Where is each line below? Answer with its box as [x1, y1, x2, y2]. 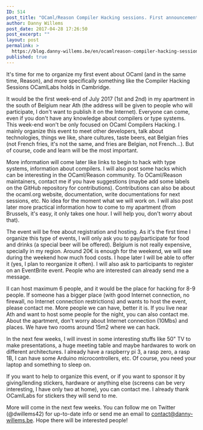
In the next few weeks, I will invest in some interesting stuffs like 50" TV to [6, 335, 192, 342]
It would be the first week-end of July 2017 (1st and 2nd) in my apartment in [6, 95, 195, 102]
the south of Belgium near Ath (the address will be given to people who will [6, 101, 193, 109]
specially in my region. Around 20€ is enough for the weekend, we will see [6, 247, 192, 254]
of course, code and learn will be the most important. [6, 147, 139, 154]
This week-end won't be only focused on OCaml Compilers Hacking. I [6, 121, 180, 128]
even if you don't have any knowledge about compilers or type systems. [6, 114, 186, 122]
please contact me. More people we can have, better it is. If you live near [6, 304, 188, 311]
